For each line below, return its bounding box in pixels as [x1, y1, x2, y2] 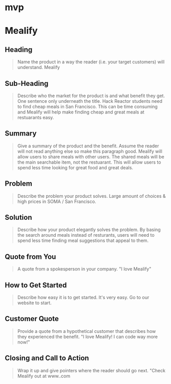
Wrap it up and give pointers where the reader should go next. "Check [17, 367, 166, 373]
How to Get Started [5, 281, 67, 289]
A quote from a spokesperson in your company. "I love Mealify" [17, 266, 152, 272]
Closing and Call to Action [5, 354, 89, 363]
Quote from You [5, 252, 56, 261]
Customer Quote [5, 314, 59, 323]
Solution [5, 213, 32, 222]
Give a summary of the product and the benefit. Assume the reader [17, 143, 159, 149]
